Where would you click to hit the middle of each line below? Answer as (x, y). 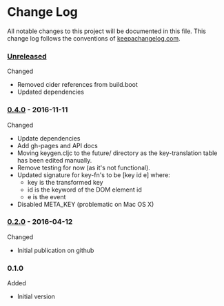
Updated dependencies (51, 92)
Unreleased (27, 56)
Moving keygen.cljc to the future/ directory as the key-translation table (117, 153)
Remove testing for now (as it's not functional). (83, 167)
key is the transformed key (65, 182)
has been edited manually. (54, 160)
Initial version (36, 296)
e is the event (47, 196)
